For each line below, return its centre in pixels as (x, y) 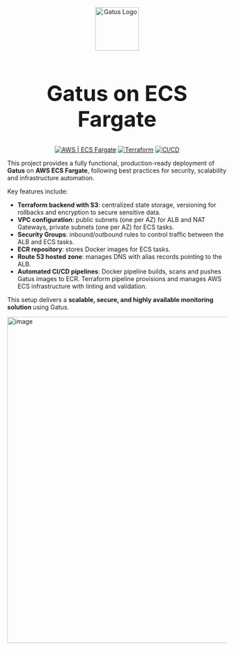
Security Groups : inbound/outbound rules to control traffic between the (120, 235)
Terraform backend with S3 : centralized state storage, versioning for (117, 205)
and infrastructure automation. (51, 178)
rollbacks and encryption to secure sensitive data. (89, 212)
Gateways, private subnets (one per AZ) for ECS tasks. (95, 227)
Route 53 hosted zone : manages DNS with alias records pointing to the (119, 257)
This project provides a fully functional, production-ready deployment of (111, 164)
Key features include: (38, 191)
